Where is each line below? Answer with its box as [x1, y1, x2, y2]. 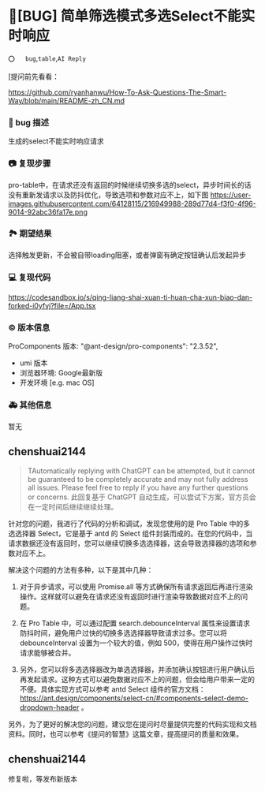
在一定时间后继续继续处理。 [27, 502, 118, 511]
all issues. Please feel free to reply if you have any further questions [27, 483, 248, 492]
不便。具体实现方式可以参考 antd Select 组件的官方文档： [19, 684, 207, 694]
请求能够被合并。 [19, 647, 76, 657]
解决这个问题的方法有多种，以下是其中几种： [8, 565, 154, 574]
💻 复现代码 [8, 271, 51, 282]
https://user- [210, 190, 252, 200]
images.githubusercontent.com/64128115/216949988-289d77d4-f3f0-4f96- [8, 199, 256, 208]
